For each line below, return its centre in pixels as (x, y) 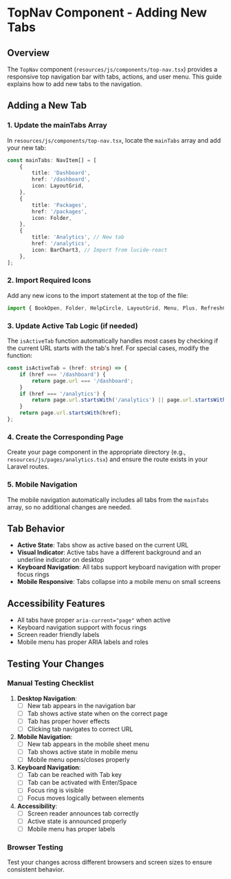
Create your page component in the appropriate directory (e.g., (97, 452)
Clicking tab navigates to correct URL (80, 729)
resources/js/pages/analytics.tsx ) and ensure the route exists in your (108, 459)
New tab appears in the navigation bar (81, 705)
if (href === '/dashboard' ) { (63, 374)
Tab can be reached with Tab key (75, 775)
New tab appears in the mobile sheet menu (88, 744)
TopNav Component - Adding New (107, 13)
